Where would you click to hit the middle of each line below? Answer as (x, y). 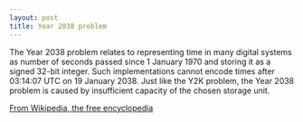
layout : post (34, 18)
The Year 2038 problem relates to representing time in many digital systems (151, 52)
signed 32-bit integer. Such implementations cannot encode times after (142, 71)
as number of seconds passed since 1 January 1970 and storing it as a (140, 61)
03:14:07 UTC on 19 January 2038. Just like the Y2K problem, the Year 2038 (152, 80)
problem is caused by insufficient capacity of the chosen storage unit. (140, 90)
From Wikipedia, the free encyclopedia (81, 108)
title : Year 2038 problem (58, 26)
